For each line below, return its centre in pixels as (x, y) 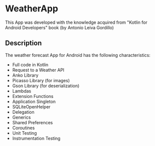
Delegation (23, 112)
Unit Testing (24, 133)
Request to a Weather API (38, 70)
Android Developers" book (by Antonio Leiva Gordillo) (60, 27)
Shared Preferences (32, 122)
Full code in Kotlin (30, 64)
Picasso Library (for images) (41, 80)
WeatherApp (31, 9)
